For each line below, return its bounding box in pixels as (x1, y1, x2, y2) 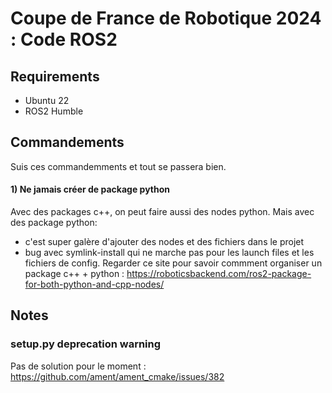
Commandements (10, 134, 125, 151)
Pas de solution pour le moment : (10, 360, 147, 372)
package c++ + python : (24, 268, 125, 280)
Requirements (10, 68, 100, 85)
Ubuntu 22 (24, 95, 70, 106)
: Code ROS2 (10, 28, 118, 51)
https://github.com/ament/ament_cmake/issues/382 (10, 370, 225, 382)
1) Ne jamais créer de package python (10, 183, 171, 196)
